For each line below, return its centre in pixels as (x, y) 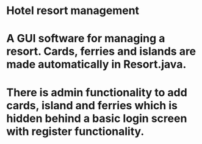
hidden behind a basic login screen (97, 118)
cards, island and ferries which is (92, 105)
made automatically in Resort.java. (96, 64)
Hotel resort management (73, 11)
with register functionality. (75, 131)
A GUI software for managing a (86, 39)
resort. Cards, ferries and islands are (101, 52)
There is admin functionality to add (97, 92)
